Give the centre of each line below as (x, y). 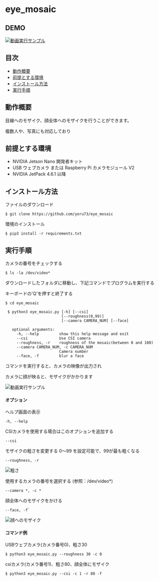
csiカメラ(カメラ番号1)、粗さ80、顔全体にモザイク (57, 564)
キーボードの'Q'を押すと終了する (39, 294)
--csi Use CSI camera (54, 338)
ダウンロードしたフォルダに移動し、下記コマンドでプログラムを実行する (80, 283)
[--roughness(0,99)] (83, 316)
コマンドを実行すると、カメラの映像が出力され (53, 366)
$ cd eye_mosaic (22, 303)
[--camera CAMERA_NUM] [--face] (95, 321)
